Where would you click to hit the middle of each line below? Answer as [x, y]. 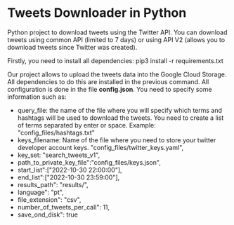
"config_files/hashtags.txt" [56, 132]
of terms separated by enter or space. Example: [86, 125]
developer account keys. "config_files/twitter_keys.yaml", [100, 147]
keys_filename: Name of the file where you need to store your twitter [117, 140]
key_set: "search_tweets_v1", [59, 155]
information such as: [37, 97]
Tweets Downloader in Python [97, 13]
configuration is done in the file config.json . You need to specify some [110, 89]
